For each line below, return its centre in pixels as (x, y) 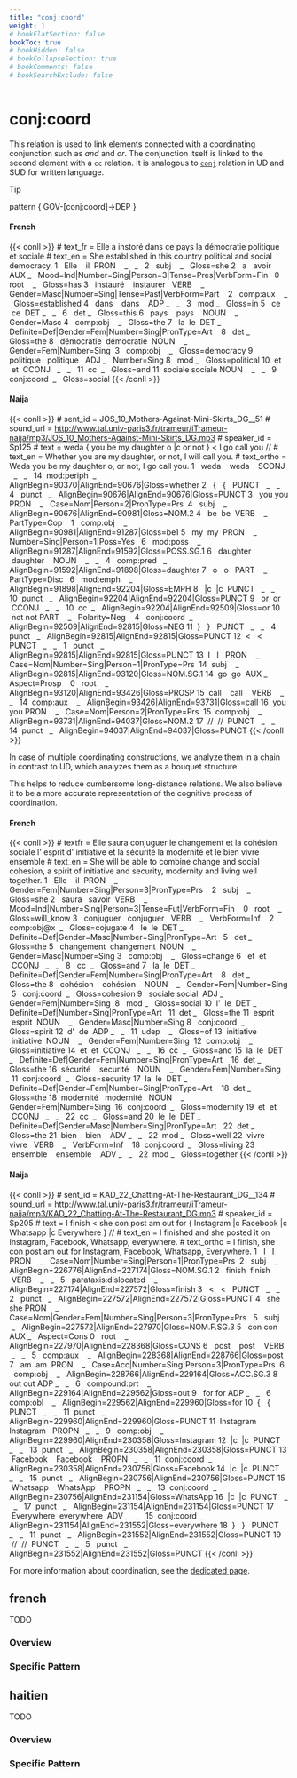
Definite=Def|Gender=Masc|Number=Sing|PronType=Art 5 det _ (131, 937)
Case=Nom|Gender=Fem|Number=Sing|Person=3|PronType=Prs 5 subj (145, 1317)
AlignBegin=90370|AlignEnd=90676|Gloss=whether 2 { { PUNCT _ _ (145, 485)
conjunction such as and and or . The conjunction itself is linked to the (137, 153)
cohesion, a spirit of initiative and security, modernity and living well (133, 871)
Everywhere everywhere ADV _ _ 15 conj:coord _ (108, 1515)
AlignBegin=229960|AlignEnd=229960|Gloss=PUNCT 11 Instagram (133, 1421)
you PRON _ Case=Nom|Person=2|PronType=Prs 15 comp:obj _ (136, 712)
